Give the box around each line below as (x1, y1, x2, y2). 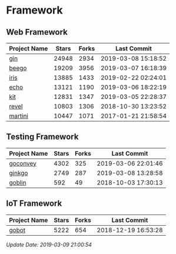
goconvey (9, 159, 37, 167)
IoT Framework (6, 199, 62, 209)
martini (9, 112, 28, 120)
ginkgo (9, 169, 28, 177)
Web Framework (6, 27, 68, 37)
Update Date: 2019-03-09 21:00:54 (6, 241, 92, 248)
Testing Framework (6, 132, 79, 142)
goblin (9, 178, 26, 186)
